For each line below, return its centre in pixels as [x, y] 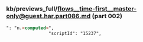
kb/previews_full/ [32, 9]
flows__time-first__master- [97, 9]
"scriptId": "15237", [75, 34]
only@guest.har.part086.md [48, 16]
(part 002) [107, 16]
